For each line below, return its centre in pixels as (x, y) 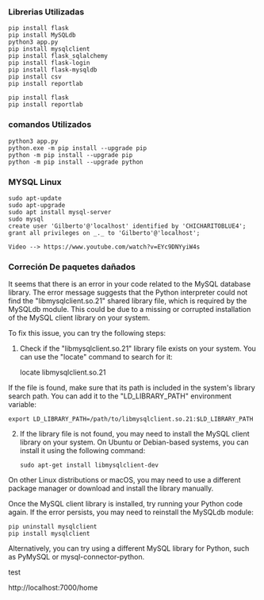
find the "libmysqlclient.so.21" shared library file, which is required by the (128, 301)
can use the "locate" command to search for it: (96, 357)
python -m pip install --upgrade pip (71, 155)
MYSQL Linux (35, 182)
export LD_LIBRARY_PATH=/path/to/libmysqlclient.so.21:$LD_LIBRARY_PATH (131, 419)
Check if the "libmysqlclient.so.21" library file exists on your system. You (138, 348)
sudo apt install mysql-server (60, 212)
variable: (23, 405)
